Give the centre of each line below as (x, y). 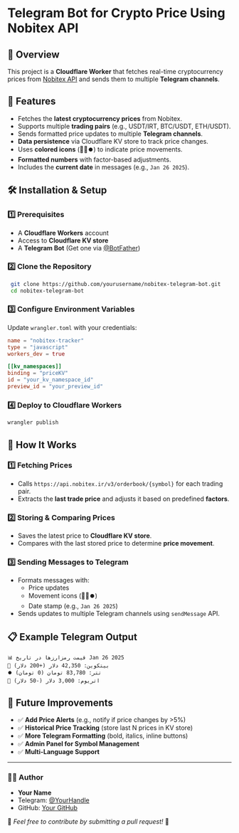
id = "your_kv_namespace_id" (51, 380)
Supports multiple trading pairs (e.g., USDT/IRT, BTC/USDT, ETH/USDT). (124, 126)
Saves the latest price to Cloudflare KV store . (85, 536)
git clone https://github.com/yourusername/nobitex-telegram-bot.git (116, 284)
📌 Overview (33, 54)
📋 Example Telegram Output (72, 637)
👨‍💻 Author (26, 777)
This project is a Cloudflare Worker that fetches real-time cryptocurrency (115, 71)
